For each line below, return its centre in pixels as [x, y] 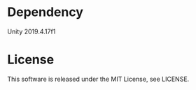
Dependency [45, 12]
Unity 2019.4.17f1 [31, 31]
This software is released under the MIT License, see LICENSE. [98, 79]
